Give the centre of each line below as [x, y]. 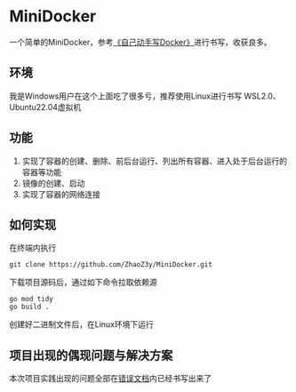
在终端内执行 [32, 248]
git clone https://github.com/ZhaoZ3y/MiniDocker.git [111, 265]
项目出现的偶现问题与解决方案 [91, 355]
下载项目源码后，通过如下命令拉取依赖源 [83, 283]
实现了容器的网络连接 [61, 194]
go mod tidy [31, 300]
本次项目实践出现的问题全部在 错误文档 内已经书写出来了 [110, 379]
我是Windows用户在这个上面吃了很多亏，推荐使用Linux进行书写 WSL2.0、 [145, 96]
